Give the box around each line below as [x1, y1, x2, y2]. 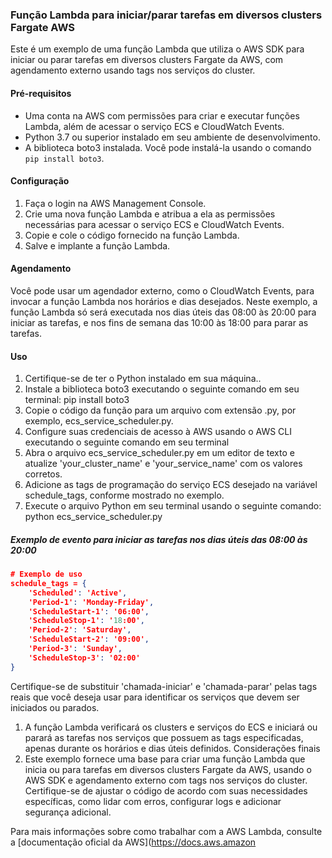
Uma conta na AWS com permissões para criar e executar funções [24, 109, 300, 122]
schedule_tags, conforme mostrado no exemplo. [24, 489, 225, 502]
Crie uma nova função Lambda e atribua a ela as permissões [24, 208, 276, 220]
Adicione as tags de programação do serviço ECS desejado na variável [24, 479, 318, 491]
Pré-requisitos [10, 87, 72, 99]
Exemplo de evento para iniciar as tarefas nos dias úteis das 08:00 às [10, 533, 308, 545]
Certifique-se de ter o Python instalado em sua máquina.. [24, 373, 262, 385]
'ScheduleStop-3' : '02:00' [28, 653, 141, 663]
